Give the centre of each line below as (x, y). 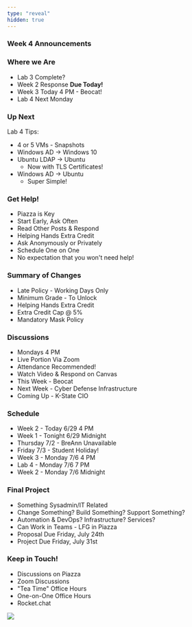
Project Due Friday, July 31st (57, 541)
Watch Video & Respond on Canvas (67, 373)
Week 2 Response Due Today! (60, 84)
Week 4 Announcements (49, 44)
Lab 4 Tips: (23, 132)
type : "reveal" (29, 13)
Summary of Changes (44, 275)
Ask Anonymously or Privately (60, 243)
